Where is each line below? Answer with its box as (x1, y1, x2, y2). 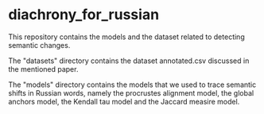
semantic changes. (8, 40, 71, 49)
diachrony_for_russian (8, 6, 160, 24)
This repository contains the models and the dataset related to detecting (8, 32, 245, 41)
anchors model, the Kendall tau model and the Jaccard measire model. (8, 96, 240, 106)
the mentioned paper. (8, 64, 79, 73)
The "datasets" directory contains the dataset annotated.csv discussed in (8, 56, 250, 65)
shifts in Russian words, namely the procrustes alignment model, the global (8, 88, 254, 97)
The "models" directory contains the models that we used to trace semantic (8, 80, 257, 89)
